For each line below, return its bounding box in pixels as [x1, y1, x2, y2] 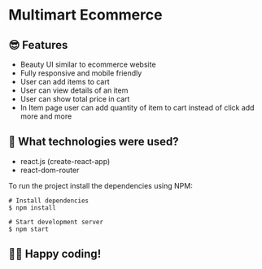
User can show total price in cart [20, 94, 130, 103]
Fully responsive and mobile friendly [20, 68, 142, 78]
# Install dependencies [8, 197, 90, 205]
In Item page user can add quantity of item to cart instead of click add [20, 103, 255, 112]
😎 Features [8, 38, 68, 52]
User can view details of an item [20, 85, 129, 95]
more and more [20, 111, 72, 121]
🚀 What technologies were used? [8, 135, 179, 149]
